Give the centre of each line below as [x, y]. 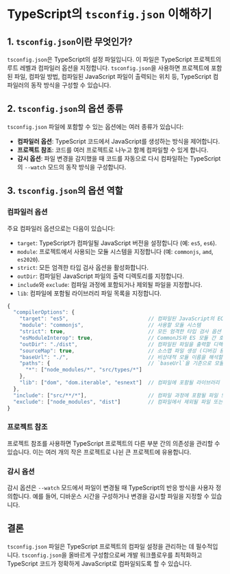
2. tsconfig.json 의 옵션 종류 [65, 109]
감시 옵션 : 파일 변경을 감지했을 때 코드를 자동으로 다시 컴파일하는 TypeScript [119, 158]
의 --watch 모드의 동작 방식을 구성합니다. [72, 167]
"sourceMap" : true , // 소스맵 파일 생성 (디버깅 [118, 351]
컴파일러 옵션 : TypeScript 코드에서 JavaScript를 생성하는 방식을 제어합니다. [118, 141]
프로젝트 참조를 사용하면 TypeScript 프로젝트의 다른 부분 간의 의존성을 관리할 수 [114, 443]
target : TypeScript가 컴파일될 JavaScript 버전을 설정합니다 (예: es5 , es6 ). [117, 243]
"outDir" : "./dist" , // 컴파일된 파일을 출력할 [115, 344]
